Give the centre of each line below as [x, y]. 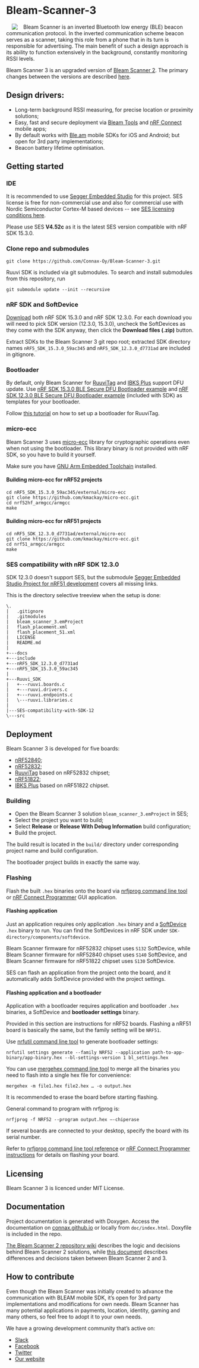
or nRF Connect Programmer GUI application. [61, 897]
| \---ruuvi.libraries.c [40, 700]
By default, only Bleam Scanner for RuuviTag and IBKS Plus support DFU [95, 383]
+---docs [17, 653]
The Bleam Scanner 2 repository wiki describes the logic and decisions [93, 1245]
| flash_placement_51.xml [41, 632]
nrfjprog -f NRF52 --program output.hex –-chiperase [73, 1120]
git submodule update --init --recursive [58, 289]
